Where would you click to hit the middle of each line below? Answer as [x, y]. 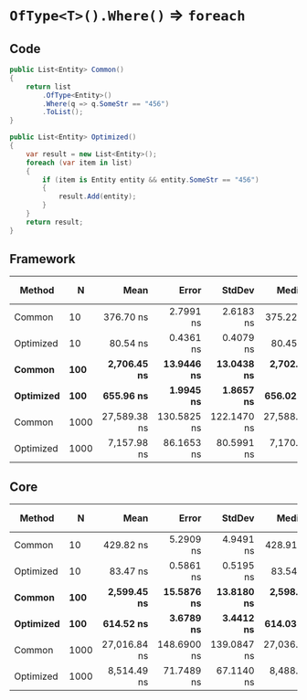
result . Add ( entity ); [97, 196]
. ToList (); [63, 112]
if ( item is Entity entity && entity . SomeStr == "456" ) [151, 180]
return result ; [55, 222]
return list [48, 87]
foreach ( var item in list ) [79, 163]
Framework [42, 259]
